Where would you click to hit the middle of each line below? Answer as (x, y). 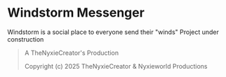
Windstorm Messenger (76, 13)
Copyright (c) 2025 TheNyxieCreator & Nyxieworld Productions (116, 66)
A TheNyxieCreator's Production (72, 53)
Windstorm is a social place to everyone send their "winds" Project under (113, 32)
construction (26, 39)
